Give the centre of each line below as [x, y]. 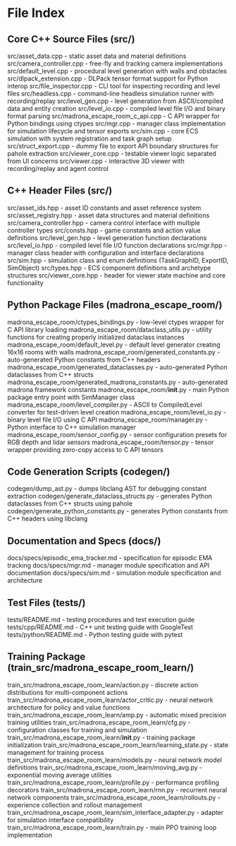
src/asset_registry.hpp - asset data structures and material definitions [108, 215]
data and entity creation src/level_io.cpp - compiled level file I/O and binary [117, 108]
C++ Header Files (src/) [60, 191]
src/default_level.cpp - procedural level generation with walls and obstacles [117, 71]
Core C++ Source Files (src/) [71, 39]
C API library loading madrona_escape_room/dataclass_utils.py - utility [110, 329]
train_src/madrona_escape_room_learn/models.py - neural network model [114, 760]
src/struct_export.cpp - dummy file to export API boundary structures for [113, 146]
